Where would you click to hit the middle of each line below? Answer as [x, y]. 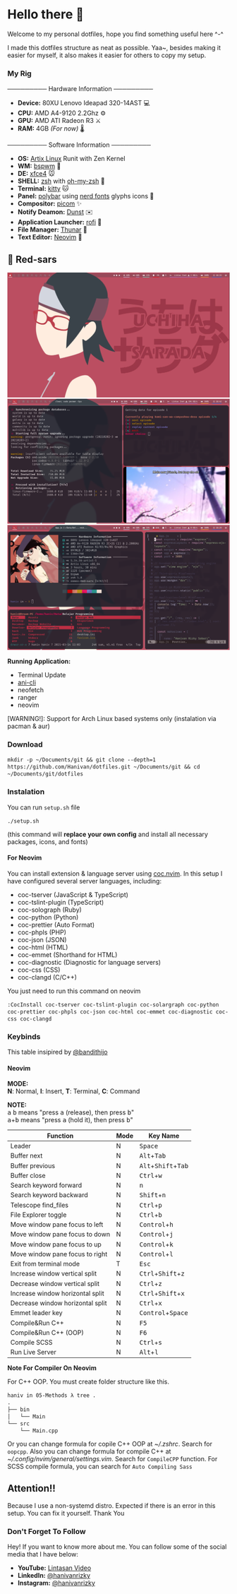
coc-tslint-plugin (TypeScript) [61, 902]
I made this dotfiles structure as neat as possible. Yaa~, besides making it [114, 47]
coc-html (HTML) [43, 947]
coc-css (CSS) [39, 970]
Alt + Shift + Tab [164, 1165]
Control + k [157, 1244]
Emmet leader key [36, 1313]
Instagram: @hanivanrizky [56, 1583]
